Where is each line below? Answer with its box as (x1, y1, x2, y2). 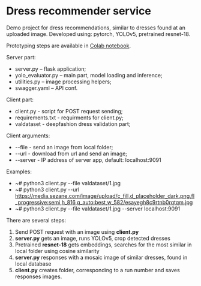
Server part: (6, 53, 36, 61)
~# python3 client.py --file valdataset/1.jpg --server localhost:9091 (14, 205, 181, 212)
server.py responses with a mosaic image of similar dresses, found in (14, 254, 188, 261)
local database (14, 260, 52, 267)
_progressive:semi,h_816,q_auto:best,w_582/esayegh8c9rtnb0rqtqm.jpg (14, 198, 193, 206)
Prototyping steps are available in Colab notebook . (6, 42, 131, 49)
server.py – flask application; (14, 65, 86, 73)
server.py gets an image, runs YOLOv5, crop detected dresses (14, 234, 171, 242)
